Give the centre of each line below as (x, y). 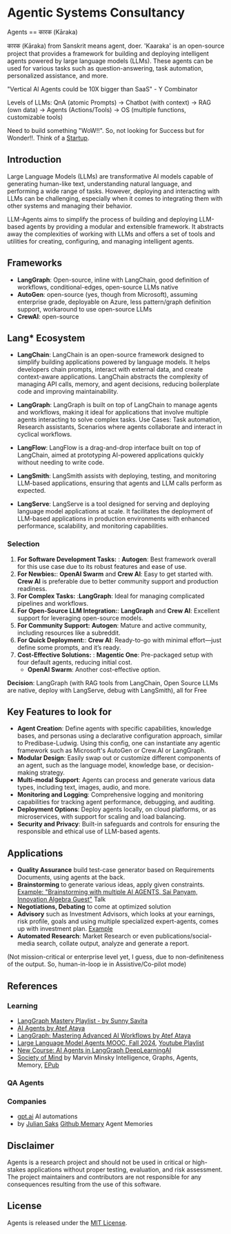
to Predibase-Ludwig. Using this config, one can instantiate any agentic (119, 743)
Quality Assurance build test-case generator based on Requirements (116, 870)
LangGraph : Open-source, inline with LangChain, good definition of (113, 280)
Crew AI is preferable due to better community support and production (118, 581)
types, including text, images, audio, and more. (84, 788)
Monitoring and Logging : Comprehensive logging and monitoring (110, 795)
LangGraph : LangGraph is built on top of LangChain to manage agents (117, 405)
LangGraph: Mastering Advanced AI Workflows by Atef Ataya (104, 1035)
